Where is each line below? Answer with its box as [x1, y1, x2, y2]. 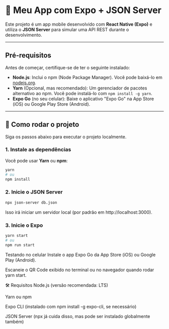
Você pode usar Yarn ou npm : [5, 157, 68, 163]
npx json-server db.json [5, 200, 57, 205]
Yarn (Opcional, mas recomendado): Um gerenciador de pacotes [12, 85, 147, 91]
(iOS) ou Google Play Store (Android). [12, 101, 91, 107]
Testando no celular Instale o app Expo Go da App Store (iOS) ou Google [5, 252, 156, 258]
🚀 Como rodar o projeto [5, 120, 79, 129]
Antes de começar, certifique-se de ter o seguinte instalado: [5, 64, 130, 70]
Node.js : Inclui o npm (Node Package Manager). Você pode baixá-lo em [12, 74, 162, 80]
